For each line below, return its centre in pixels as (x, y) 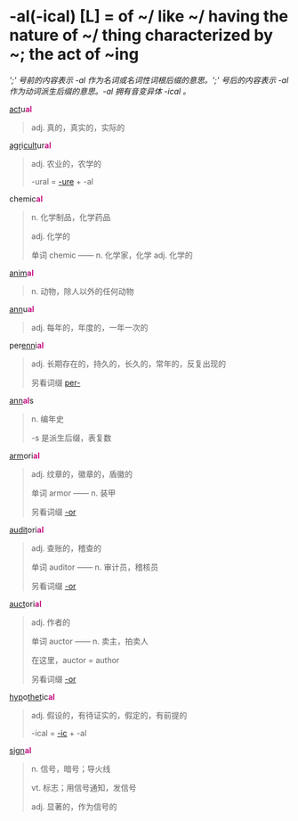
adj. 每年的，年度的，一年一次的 (89, 327)
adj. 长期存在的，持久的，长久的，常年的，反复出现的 (129, 364)
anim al (21, 273)
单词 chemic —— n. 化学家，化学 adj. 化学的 (112, 255)
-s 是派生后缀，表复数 (71, 438)
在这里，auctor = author (75, 660)
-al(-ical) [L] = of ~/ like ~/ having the (149, 16)
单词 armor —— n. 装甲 (73, 493)
